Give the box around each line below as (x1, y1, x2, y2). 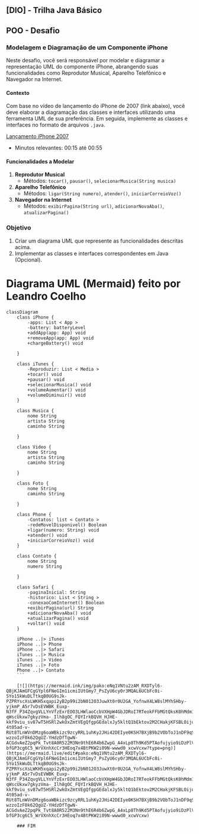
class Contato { (17, 553, 57, 559)
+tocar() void (27, 371, 62, 377)
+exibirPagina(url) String (27, 605, 94, 611)
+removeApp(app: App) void (27, 335, 94, 341)
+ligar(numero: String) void (27, 527, 99, 533)
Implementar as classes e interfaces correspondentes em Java (14, 250, 169, 257)
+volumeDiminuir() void (27, 392, 86, 398)
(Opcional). (14, 256, 43, 263)
